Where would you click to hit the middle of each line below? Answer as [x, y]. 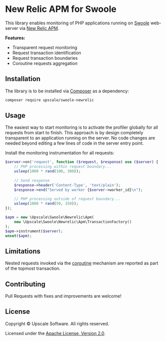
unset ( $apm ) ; [19, 236]
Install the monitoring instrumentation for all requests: [60, 153]
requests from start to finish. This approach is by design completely [74, 133]
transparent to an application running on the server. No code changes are [80, 138]
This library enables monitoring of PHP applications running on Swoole [77, 23]
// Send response [32, 180]
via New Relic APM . [39, 28]
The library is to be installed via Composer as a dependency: [67, 91]
